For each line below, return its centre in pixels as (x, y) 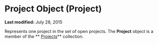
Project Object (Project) (53, 9)
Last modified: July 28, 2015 (34, 22)
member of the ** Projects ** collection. (44, 36)
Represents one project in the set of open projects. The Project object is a (79, 31)
